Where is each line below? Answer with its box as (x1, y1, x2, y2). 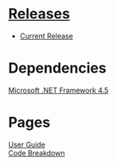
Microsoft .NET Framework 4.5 (8, 85, 109, 95)
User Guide (8, 139, 46, 149)
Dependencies (8, 59, 107, 77)
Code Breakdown (8, 148, 65, 158)
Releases (8, 5, 70, 23)
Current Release (19, 31, 73, 41)
